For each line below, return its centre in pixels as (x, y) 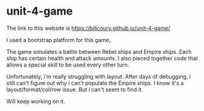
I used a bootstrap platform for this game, (59, 40)
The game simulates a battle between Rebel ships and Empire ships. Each (99, 52)
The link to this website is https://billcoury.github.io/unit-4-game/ (88, 28)
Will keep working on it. (36, 101)
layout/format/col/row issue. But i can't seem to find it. (75, 89)
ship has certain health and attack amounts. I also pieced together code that (102, 58)
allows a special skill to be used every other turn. (68, 65)
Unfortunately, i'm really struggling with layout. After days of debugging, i (99, 76)
